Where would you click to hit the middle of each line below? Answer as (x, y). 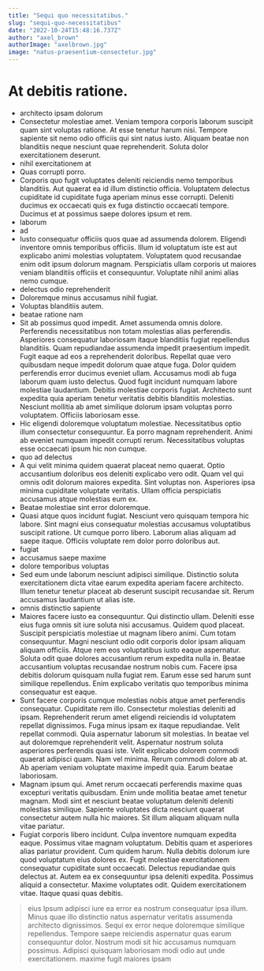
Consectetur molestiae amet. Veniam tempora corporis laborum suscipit (136, 121)
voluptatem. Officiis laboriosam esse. (80, 414)
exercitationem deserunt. (60, 155)
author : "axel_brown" (44, 37)
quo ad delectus (46, 457)
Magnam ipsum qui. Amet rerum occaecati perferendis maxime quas (131, 784)
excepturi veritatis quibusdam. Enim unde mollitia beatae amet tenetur (133, 792)
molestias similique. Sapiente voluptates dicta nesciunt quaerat (122, 809)
